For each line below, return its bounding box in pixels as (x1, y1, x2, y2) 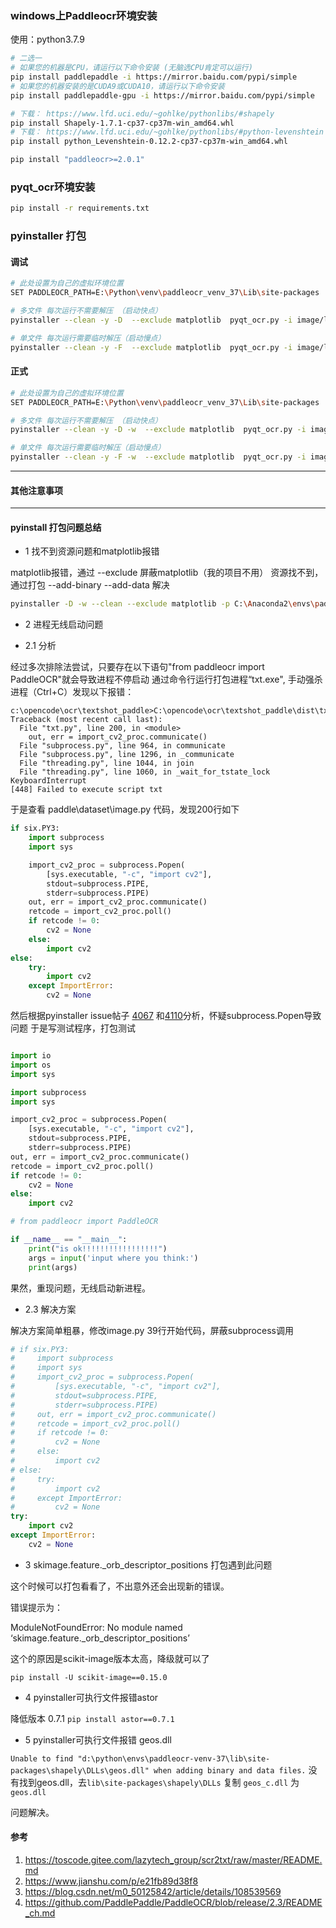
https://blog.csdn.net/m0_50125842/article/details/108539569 (24, 1886, 282, 1898)
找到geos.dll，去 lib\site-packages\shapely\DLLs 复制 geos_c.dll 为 (18, 1776, 300, 1788)
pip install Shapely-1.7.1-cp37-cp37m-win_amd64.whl (10, 118, 235, 128)
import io (10, 1051, 52, 1061)
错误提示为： (10, 1601, 63, 1613)
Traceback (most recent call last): (10, 715, 163, 725)
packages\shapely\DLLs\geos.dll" (10, 1765, 150, 1776)
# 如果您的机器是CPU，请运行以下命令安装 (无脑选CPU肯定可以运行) (10, 63, 253, 73)
